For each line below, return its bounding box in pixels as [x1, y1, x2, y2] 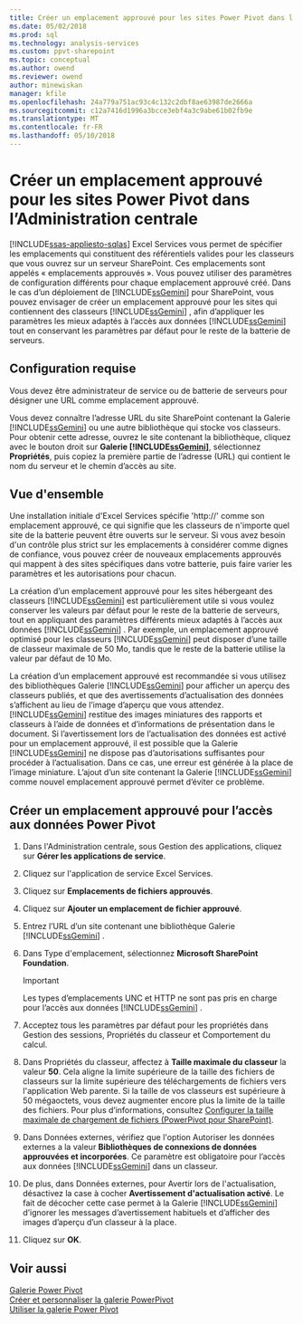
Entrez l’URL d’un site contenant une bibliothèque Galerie [22, 921, 235, 932]
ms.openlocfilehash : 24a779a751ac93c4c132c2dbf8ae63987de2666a [9, 97, 253, 107]
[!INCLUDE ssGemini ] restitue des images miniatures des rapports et [9, 709, 262, 720]
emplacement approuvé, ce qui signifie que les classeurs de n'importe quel [9, 520, 290, 531]
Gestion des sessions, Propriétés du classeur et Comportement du [22, 1030, 271, 1041]
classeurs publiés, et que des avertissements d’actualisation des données [9, 690, 284, 701]
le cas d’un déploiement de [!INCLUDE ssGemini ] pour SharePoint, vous [9, 286, 274, 297]
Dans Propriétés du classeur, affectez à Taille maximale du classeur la [22, 1057, 287, 1068]
